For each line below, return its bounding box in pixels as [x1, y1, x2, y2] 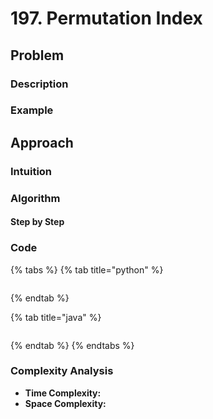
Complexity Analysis [10, 364, 114, 378]
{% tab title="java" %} [10, 311, 102, 323]
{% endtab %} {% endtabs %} [10, 339, 135, 351]
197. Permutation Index [10, 7, 203, 30]
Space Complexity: [24, 397, 107, 409]
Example [10, 103, 54, 117]
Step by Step [10, 216, 65, 228]
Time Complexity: [24, 387, 102, 399]
